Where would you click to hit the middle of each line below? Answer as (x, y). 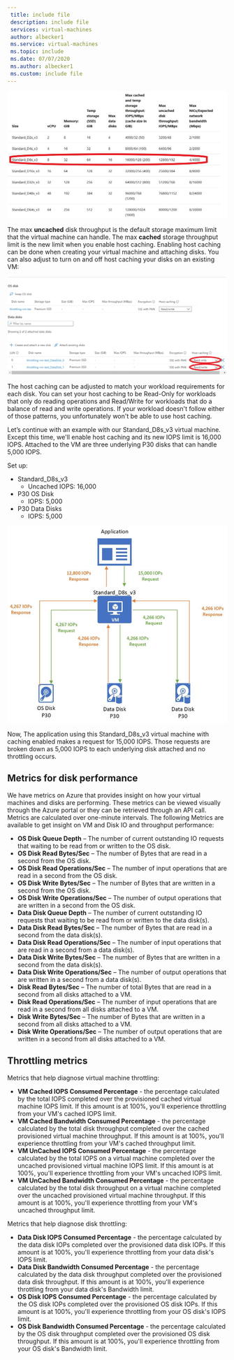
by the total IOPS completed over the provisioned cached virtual (109, 1099)
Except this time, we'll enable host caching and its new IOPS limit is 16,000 (114, 437)
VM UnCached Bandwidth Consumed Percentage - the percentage (116, 1180)
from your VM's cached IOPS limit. (67, 1113)
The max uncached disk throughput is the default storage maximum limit (112, 230)
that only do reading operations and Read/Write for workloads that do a (110, 401)
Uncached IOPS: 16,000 (62, 486)
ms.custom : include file (46, 73)
